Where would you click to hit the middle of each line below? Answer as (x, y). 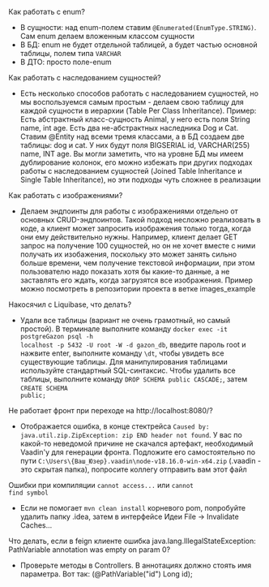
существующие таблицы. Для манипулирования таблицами (124, 362)
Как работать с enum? (47, 12)
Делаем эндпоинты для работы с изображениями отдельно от (129, 211)
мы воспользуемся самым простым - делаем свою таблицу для (132, 102)
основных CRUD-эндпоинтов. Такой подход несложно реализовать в (140, 220)
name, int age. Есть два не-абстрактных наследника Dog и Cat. (129, 128)
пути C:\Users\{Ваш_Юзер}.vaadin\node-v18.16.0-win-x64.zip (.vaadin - (141, 461)
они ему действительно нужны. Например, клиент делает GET (129, 237)
